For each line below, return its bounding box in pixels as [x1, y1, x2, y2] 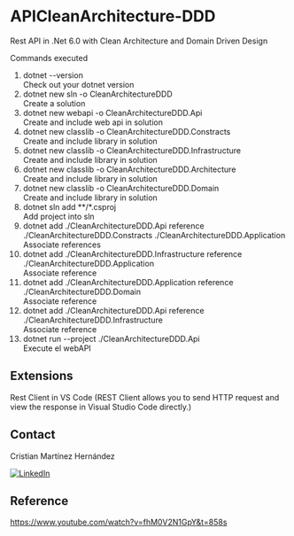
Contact [10, 427, 56, 442]
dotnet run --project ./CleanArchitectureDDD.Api [22, 333, 200, 344]
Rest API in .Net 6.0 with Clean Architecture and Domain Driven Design [10, 35, 268, 46]
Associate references [22, 239, 101, 250]
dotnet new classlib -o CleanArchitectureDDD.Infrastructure [22, 144, 242, 156]
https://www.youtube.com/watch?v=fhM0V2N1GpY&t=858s [10, 517, 228, 528]
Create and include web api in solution [22, 117, 163, 128]
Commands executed [10, 52, 88, 63]
